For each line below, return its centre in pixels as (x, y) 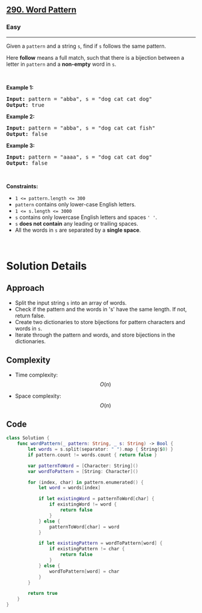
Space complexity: (38, 396)
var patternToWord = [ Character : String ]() (83, 466)
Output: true (26, 105)
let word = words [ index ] (69, 488)
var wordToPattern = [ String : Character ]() (83, 471)
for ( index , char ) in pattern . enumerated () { (86, 482)
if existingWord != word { (83, 504)
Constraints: (22, 186)
